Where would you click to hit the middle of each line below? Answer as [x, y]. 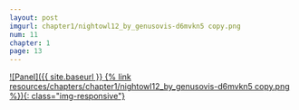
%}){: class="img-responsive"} [67, 96]
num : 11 [24, 34]
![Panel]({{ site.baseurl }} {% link [70, 77]
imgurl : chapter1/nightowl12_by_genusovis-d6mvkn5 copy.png [125, 26]
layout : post [34, 18]
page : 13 [26, 51]
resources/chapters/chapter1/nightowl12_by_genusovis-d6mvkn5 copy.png [149, 87]
